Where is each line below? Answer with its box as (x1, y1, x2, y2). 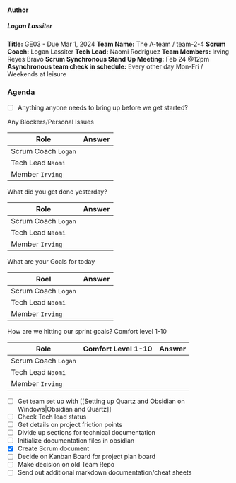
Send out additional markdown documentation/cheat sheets (17, 468, 192, 477)
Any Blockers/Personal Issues (7, 117, 94, 126)
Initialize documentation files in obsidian (17, 436, 135, 445)
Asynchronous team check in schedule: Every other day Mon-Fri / (7, 62, 203, 71)
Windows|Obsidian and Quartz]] (17, 405, 112, 413)
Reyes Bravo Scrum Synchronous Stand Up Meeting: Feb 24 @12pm (7, 54, 210, 63)
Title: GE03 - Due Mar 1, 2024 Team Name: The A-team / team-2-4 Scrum (7, 40, 226, 48)
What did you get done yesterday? (7, 187, 107, 196)
